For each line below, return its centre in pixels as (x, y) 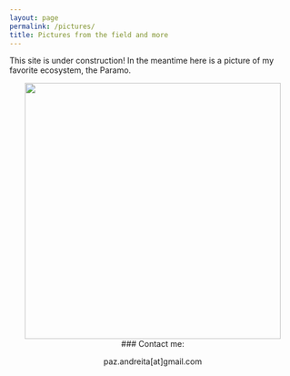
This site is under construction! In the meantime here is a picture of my (142, 61)
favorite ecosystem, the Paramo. (70, 70)
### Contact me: (153, 344)
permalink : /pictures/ (52, 26)
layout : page (34, 18)
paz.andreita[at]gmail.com (153, 361)
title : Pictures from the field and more (89, 35)
